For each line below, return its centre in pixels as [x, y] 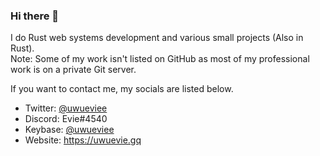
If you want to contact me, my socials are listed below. [122, 89]
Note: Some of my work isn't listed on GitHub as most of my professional [160, 59]
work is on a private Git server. [73, 70]
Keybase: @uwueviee [69, 130]
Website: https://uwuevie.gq [83, 140]
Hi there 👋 [35, 16]
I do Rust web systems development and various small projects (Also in [157, 38]
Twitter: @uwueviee [66, 108]
